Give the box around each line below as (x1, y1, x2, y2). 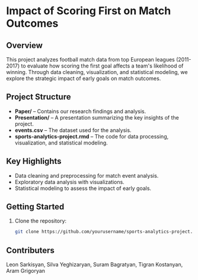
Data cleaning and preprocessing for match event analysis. (14, 172, 159, 179)
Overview (6, 40, 43, 50)
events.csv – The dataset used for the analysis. (14, 126, 132, 134)
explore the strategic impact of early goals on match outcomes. (6, 75, 161, 82)
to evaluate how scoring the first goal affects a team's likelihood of (21, 62, 184, 69)
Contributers (6, 245, 55, 255)
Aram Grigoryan (6, 268, 46, 275)
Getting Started (6, 202, 65, 212)
